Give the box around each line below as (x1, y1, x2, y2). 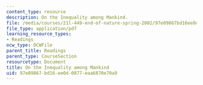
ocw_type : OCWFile (6, 42, 53, 48)
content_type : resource (6, 8, 66, 15)
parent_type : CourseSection (6, 53, 77, 59)
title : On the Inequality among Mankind (6, 64, 110, 71)
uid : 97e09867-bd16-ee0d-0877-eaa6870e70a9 (6, 70, 118, 76)
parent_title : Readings (6, 48, 66, 54)
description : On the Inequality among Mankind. (6, 14, 129, 20)
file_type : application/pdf (6, 25, 77, 32)
